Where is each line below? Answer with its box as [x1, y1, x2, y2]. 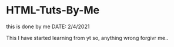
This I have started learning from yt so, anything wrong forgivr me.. [6, 34, 169, 41]
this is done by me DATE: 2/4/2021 [6, 23, 90, 30]
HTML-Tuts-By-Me [6, 4, 100, 17]
